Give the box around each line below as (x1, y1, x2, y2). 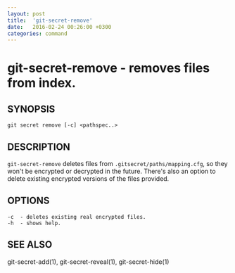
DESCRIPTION (7, 141, 70, 153)
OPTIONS (7, 195, 50, 207)
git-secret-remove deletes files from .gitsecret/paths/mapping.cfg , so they (7, 160, 228, 168)
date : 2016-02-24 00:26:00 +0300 (7, 23, 112, 30)
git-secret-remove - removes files (7, 61, 210, 76)
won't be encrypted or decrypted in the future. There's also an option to (7, 167, 216, 176)
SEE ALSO (7, 239, 53, 250)
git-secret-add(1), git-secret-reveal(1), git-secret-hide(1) (7, 258, 170, 266)
